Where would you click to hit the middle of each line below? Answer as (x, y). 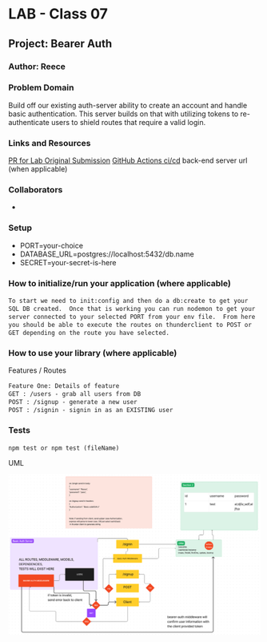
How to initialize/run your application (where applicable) (120, 283)
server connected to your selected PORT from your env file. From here (132, 317)
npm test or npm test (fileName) (64, 448)
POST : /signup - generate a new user (73, 402)
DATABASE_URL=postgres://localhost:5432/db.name (107, 254)
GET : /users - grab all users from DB (75, 394)
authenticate (29, 122)
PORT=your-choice (52, 245)
